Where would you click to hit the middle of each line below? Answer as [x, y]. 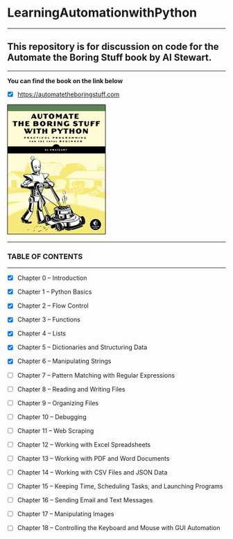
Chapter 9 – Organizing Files [58, 403]
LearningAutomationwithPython [102, 13]
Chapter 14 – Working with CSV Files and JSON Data [92, 472]
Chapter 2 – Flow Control [53, 306]
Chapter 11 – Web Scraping [55, 430]
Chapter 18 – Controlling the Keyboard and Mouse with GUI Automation [119, 528]
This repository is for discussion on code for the [113, 47]
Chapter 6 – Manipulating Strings [64, 361]
